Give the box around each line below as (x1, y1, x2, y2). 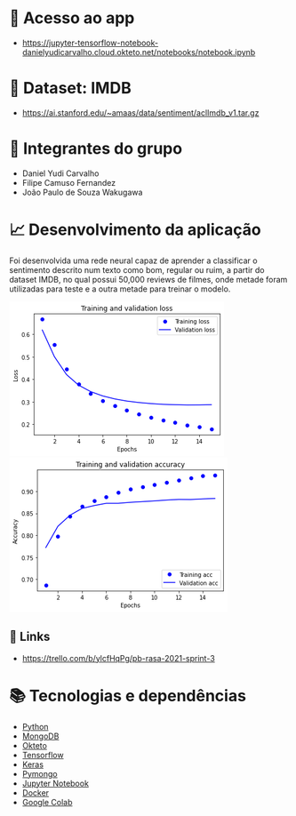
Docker (21, 787, 50, 798)
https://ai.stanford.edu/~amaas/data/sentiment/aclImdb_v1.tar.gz (21, 107, 260, 118)
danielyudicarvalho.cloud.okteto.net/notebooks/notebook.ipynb (21, 46, 256, 57)
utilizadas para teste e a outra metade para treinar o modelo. (9, 284, 231, 294)
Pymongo (21, 768, 58, 779)
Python (21, 721, 49, 732)
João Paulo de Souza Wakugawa (21, 187, 143, 197)
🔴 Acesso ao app (9, 8, 135, 28)
